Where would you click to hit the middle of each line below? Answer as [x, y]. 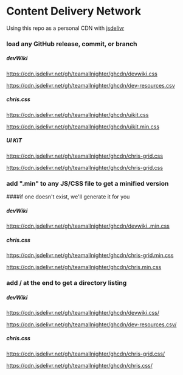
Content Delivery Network [74, 11]
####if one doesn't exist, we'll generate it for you [68, 197]
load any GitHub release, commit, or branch [72, 44]
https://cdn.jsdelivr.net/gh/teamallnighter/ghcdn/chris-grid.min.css [90, 255]
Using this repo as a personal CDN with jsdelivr [65, 28]
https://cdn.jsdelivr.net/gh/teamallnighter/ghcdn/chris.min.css [84, 267]
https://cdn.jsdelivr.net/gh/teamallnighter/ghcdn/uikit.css [78, 114]
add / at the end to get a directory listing [67, 282]
